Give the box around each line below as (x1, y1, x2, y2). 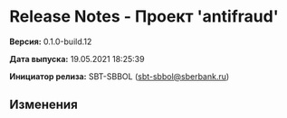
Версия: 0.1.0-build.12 (9, 36, 92, 47)
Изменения (9, 97, 79, 113)
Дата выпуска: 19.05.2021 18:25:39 (9, 53, 145, 64)
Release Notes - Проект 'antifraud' (9, 6, 279, 27)
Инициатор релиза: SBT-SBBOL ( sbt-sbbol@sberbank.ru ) (9, 70, 230, 82)
